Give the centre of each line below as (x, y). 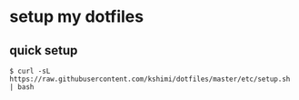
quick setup (44, 50)
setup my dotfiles (76, 17)
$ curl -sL (30, 71)
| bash (22, 87)
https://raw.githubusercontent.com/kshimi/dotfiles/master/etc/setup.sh (150, 79)
